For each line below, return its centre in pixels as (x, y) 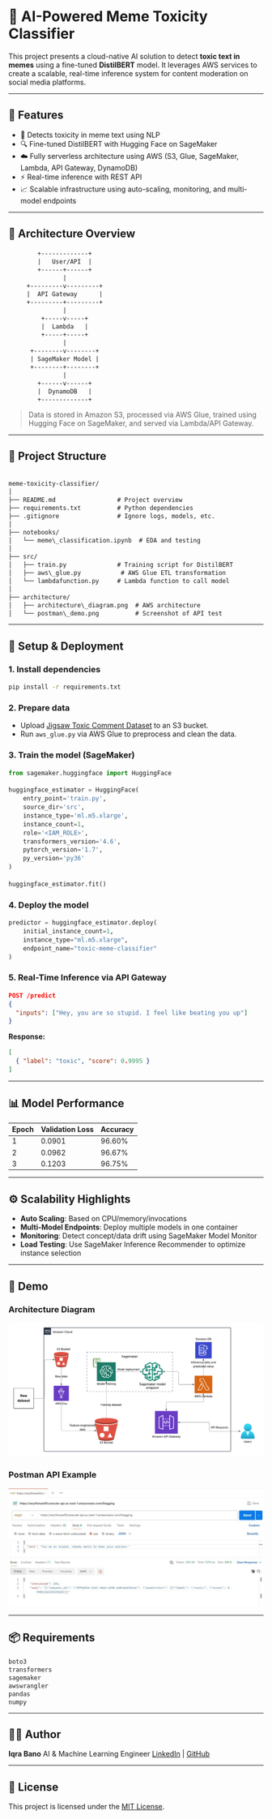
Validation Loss (67, 1130)
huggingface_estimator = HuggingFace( (74, 790)
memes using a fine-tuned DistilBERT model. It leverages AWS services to (133, 65)
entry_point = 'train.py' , (65, 799)
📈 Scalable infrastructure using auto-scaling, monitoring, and (123, 189)
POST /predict (32, 995)
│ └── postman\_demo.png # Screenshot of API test (115, 614)
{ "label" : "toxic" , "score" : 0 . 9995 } (83, 1062)
